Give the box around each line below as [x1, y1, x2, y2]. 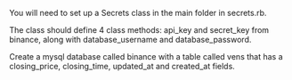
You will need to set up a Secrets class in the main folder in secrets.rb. [9, 8, 267, 18]
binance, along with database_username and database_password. [9, 35, 252, 44]
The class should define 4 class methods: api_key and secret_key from [9, 25, 270, 35]
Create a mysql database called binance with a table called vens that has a [9, 52, 283, 61]
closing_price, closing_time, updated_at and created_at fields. [9, 61, 236, 71]
